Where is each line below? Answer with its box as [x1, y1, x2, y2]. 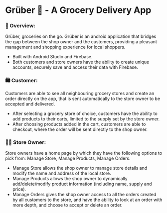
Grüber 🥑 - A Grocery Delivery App [5, 4, 152, 16]
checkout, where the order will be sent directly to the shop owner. [12, 126, 148, 132]
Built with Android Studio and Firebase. [12, 54, 93, 60]
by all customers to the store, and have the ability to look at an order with [12, 197, 163, 203]
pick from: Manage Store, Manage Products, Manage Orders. [5, 155, 131, 161]
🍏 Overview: [5, 22, 36, 29]
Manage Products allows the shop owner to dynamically [12, 176, 128, 182]
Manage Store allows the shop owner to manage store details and [12, 165, 148, 171]
